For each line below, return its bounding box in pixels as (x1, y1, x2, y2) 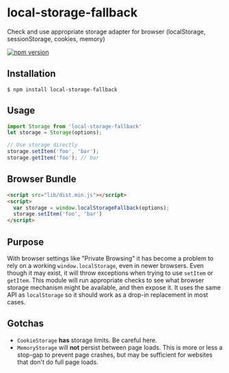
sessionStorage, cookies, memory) (7, 34, 105, 43)
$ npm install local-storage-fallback (7, 86, 118, 93)
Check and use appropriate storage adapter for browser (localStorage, (7, 27, 206, 36)
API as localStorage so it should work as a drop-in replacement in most (7, 290, 208, 299)
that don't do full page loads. (16, 358, 99, 366)
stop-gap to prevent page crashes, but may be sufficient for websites (16, 350, 213, 359)
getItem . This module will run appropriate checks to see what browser (7, 276, 204, 284)
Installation (7, 68, 56, 80)
